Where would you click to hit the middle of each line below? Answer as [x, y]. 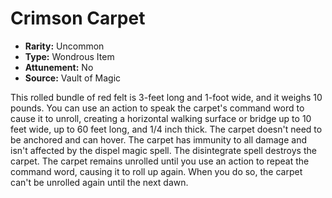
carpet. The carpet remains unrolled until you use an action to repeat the [160, 161]
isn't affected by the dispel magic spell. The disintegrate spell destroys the [163, 150]
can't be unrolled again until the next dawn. [99, 182]
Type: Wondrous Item [69, 56]
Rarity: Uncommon [64, 46]
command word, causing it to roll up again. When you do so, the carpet [156, 171]
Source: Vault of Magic [73, 78]
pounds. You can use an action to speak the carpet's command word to [157, 108]
